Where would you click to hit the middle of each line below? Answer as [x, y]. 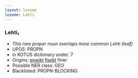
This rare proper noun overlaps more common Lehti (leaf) [72, 43]
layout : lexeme [21, 10]
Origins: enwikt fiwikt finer [40, 60]
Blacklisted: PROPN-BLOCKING [45, 71]
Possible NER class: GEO [38, 65]
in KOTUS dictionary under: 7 [43, 55]
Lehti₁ [12, 33]
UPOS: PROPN [27, 49]
